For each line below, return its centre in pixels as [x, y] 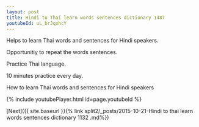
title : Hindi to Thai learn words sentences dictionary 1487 [86, 18]
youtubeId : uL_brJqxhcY [37, 23]
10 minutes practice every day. [45, 76]
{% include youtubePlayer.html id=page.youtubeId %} [74, 99]
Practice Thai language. [36, 64]
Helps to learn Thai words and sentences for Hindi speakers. [82, 41]
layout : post [23, 12]
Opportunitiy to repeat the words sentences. [62, 52]
